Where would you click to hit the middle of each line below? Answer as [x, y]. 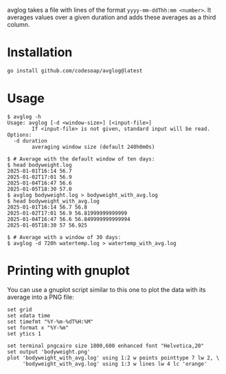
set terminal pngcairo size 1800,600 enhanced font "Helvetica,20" [106, 346]
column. [19, 24]
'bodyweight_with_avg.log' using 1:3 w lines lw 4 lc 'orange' [115, 364]
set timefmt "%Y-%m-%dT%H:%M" [50, 322]
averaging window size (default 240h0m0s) [93, 147]
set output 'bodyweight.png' [49, 352]
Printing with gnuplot [69, 270]
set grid [20, 309]
